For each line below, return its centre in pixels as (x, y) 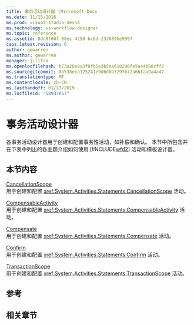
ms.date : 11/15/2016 (31, 17)
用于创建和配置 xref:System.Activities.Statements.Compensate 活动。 (90, 236)
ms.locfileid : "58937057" (38, 93)
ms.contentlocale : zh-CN (36, 83)
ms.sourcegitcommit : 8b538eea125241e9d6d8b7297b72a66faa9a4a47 (85, 72)
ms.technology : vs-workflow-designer (52, 28)
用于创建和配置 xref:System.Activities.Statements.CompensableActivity (92, 210)
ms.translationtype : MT (35, 77)
